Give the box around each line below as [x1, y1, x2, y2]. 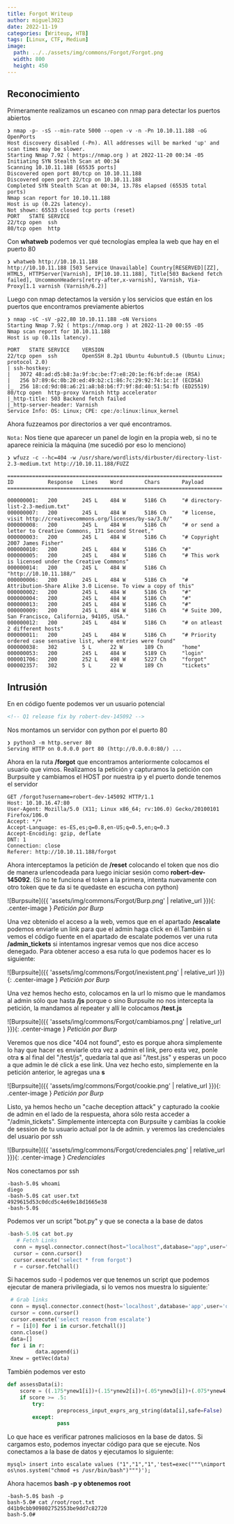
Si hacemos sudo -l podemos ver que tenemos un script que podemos [7, 1275, 210, 1284]
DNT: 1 [7, 836, 26, 844]
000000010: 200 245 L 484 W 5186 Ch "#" [7, 546, 192, 553]
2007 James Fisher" [7, 540, 64, 547]
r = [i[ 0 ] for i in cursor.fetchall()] [10, 1322, 127, 1329]
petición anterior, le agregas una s [7, 1068, 106, 1076]
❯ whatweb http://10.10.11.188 [7, 258, 98, 265]
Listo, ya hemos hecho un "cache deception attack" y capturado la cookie [7, 1103, 220, 1111]
